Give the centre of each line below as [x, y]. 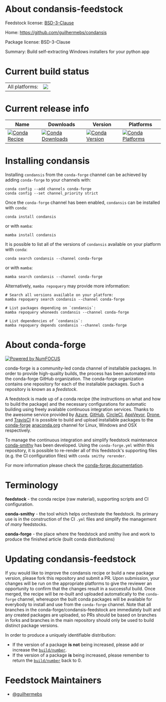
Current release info [47, 109]
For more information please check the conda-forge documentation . [75, 465]
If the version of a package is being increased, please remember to [81, 655]
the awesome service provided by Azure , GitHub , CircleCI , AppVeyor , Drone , [83, 415]
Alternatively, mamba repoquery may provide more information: [67, 286]
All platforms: [23, 87]
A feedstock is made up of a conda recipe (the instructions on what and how [83, 399]
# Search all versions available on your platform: [59, 295]
